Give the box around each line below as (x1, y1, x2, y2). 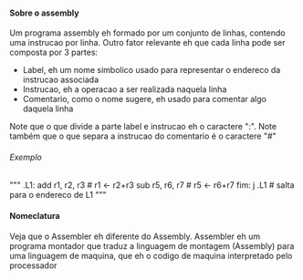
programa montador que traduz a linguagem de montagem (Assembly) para (9, 240, 295, 251)
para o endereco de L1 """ (9, 190, 107, 201)
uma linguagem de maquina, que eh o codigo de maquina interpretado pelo (9, 250, 293, 261)
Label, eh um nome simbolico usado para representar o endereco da (22, 65, 281, 76)
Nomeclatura (9, 211, 61, 221)
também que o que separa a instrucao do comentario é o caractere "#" (9, 130, 277, 141)
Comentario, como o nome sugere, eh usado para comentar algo (22, 94, 267, 105)
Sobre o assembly (9, 7, 79, 18)
